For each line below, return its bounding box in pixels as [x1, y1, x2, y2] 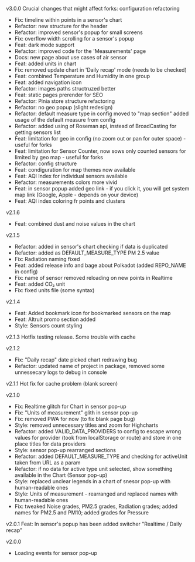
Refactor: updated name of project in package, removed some [14, 363, 165, 369]
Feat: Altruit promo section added [14, 316, 95, 323]
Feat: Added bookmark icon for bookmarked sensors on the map [14, 310, 171, 316]
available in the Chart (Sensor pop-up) [14, 471, 108, 479]
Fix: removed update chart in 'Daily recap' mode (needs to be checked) [14, 66, 187, 73]
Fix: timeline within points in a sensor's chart [14, 16, 122, 23]
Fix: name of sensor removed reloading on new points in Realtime [14, 275, 173, 281]
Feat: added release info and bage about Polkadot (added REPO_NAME [14, 262, 186, 269]
